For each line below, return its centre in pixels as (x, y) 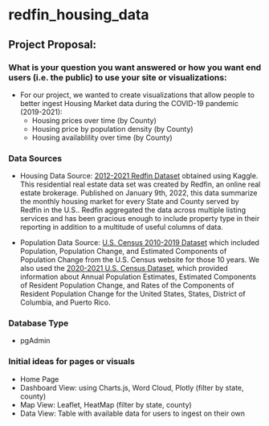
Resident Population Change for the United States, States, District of (133, 294)
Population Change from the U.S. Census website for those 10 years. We (139, 260)
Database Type (39, 323)
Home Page (39, 379)
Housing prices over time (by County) (94, 120)
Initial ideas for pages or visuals (71, 362)
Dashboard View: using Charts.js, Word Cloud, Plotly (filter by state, (132, 387)
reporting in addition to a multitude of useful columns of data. (121, 227)
